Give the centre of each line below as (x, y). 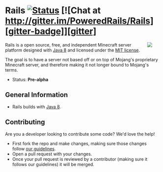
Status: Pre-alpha (30, 79)
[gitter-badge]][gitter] (51, 31)
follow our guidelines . (34, 148)
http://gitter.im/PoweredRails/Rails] (79, 21)
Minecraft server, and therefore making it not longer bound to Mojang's (77, 65)
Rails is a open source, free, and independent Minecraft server (68, 45)
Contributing (25, 122)
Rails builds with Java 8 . (37, 107)
